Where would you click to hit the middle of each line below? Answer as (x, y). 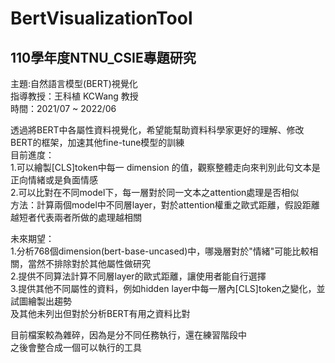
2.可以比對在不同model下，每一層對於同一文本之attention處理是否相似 (155, 192)
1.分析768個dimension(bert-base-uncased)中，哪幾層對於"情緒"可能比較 (160, 251)
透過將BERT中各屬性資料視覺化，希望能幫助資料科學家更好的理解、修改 (157, 130)
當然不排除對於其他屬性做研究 (89, 263)
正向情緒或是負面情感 (54, 180)
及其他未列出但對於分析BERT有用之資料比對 (100, 313)
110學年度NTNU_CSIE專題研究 (103, 57)
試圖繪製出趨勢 (41, 301)
